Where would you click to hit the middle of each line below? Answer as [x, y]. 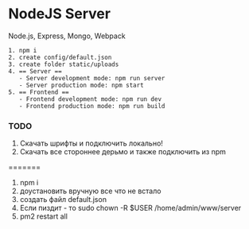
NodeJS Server [60, 14]
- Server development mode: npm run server [92, 78]
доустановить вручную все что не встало [90, 191]
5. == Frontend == [39, 92]
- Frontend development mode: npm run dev [90, 99]
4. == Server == [35, 71]
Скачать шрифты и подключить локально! [91, 143]
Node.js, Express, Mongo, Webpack [67, 36]
